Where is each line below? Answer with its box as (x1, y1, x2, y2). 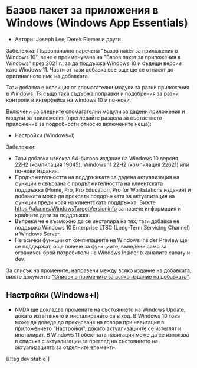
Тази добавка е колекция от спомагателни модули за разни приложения (6, 83, 190, 91)
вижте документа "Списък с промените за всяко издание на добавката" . (6, 273, 191, 280)
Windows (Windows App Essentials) (6, 16, 189, 30)
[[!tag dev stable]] (6, 355, 50, 362)
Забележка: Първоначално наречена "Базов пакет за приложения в (6, 47, 178, 54)
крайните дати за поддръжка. (14, 211, 90, 218)
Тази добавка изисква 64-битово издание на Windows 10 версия (14, 154, 178, 162)
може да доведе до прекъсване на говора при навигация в (14, 318, 165, 325)
